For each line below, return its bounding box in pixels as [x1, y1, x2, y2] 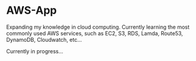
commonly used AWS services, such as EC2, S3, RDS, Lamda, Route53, [6, 29, 183, 36]
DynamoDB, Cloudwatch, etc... [6, 36, 82, 43]
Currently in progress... [6, 47, 64, 54]
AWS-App [6, 4, 57, 17]
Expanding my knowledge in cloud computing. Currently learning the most [6, 23, 190, 30]
